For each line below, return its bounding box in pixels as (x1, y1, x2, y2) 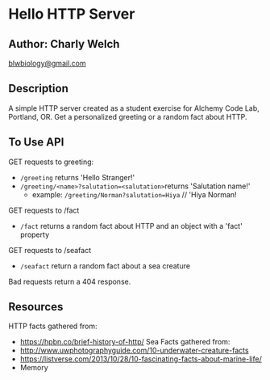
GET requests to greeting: (8, 157, 94, 167)
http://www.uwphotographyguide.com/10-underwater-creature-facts (19, 345, 249, 356)
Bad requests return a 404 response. (8, 277, 131, 286)
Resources (8, 300, 64, 314)
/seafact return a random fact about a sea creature (19, 260, 191, 271)
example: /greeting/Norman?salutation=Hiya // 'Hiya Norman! (31, 189, 237, 199)
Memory (19, 363, 48, 373)
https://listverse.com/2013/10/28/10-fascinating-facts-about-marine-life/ (19, 354, 262, 364)
